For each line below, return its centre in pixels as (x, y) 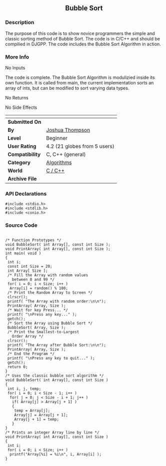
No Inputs (15, 67)
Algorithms (59, 162)
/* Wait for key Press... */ (38, 310)
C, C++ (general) (66, 154)
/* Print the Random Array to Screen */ (50, 292)
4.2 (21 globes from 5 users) (80, 146)
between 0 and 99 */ (33, 279)
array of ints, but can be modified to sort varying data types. (67, 88)
